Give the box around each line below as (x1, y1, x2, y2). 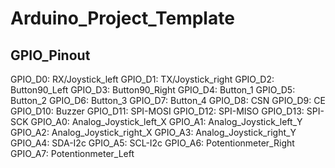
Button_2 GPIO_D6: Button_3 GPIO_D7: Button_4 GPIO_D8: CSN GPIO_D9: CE (10, 95, 326, 106)
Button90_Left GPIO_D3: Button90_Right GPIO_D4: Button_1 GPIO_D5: (10, 84, 296, 96)
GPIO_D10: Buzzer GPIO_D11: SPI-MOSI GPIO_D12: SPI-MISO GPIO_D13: (10, 105, 305, 117)
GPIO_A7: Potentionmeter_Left (10, 148, 135, 159)
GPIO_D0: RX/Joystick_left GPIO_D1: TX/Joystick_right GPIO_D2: (10, 73, 275, 85)
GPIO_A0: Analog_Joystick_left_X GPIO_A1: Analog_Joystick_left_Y (30, 116, 303, 127)
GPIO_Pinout (10, 47, 91, 64)
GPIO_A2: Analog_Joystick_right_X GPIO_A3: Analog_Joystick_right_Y (10, 127, 297, 138)
